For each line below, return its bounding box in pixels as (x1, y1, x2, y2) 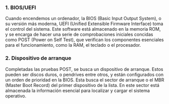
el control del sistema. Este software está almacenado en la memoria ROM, (5, 26, 161, 32)
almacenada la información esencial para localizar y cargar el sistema (5, 87, 150, 93)
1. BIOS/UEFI (5, 4, 36, 11)
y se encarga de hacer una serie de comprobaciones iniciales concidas (5, 32, 153, 38)
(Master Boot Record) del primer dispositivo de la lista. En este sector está (5, 82, 160, 88)
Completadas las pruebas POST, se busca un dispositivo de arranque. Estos (5, 66, 163, 72)
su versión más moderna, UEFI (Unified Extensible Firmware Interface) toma (5, 21, 163, 27)
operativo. (5, 92, 27, 99)
